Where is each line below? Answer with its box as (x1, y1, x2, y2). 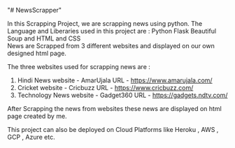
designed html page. (7, 49, 66, 57)
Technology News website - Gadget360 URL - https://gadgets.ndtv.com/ (17, 91, 228, 99)
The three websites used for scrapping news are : (7, 63, 150, 71)
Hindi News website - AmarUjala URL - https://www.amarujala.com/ (17, 76, 213, 84)
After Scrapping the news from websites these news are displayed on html (7, 105, 222, 112)
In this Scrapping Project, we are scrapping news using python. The (7, 20, 203, 27)
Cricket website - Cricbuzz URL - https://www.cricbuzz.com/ (17, 84, 194, 91)
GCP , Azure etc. (7, 133, 55, 141)
